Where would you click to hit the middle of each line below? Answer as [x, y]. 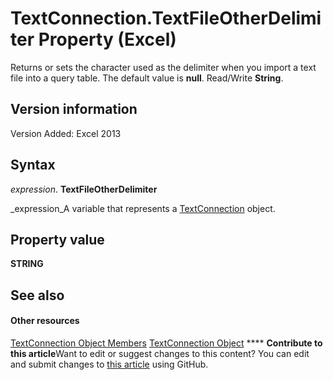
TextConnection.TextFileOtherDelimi [166, 18]
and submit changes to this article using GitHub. [109, 364]
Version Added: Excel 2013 [66, 133]
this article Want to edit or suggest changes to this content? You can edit [160, 353]
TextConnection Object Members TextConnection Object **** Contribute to [166, 343]
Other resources [45, 321]
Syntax [33, 165]
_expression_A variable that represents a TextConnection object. [143, 208]
